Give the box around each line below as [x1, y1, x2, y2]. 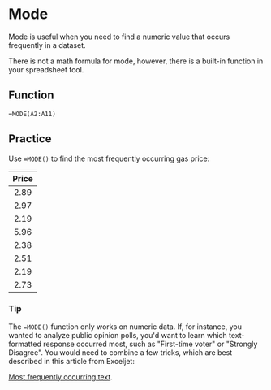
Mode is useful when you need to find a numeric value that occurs [8, 32, 230, 41]
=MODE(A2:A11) [8, 110, 57, 118]
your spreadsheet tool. [8, 64, 84, 74]
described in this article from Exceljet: [8, 356, 135, 366]
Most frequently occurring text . [8, 371, 114, 382]
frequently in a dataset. [8, 40, 87, 50]
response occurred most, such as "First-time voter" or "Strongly [43, 339, 258, 349]
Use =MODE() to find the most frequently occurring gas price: [8, 154, 210, 163]
